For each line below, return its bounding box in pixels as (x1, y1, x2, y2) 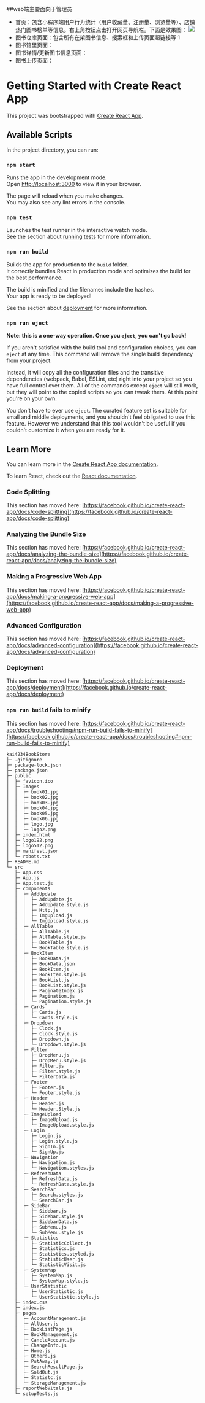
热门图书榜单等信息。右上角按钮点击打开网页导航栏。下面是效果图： (15, 26, 187, 33)
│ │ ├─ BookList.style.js (14, 982, 86, 989)
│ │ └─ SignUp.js (14, 1149, 64, 1155)
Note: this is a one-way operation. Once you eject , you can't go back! (6, 332, 187, 339)
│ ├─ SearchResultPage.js (14, 1364, 84, 1370)
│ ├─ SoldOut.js (14, 1369, 59, 1375)
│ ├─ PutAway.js (14, 1358, 59, 1364)
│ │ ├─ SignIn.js (14, 1143, 64, 1149)
